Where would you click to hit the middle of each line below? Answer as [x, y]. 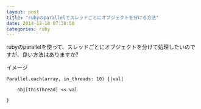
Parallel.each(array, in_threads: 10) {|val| [65, 79]
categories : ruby [28, 29]
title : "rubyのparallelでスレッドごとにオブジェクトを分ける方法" [83, 18]
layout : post [23, 12]
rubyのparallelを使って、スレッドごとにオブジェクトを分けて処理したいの [98, 47]
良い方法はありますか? [50, 55]
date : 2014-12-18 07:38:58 [41, 23]
